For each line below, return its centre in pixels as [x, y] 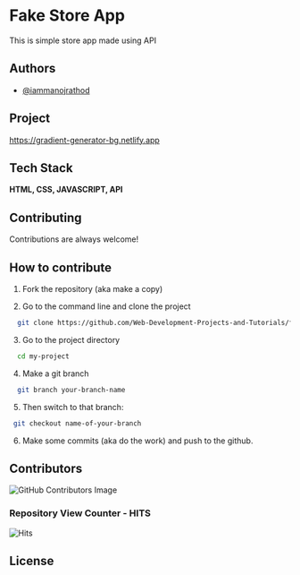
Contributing [46, 217]
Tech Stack [41, 168]
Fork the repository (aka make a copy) [92, 289]
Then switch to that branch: [73, 407]
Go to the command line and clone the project [106, 306]
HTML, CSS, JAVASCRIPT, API [66, 190]
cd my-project [43, 356]
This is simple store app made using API [83, 40]
